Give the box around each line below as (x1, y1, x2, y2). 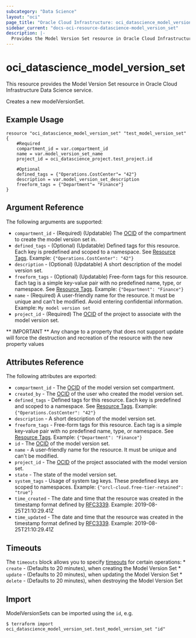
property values (6, 340, 44, 347)
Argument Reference (6, 203, 84, 212)
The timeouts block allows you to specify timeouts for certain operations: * (6, 558, 185, 565)
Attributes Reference (6, 357, 84, 367)
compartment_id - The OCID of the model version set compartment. (14, 384, 175, 391)
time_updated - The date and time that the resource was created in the (14, 513, 184, 521)
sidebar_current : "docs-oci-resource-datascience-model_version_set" (6, 25, 179, 31)
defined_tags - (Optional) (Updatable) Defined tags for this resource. (14, 242, 180, 249)
